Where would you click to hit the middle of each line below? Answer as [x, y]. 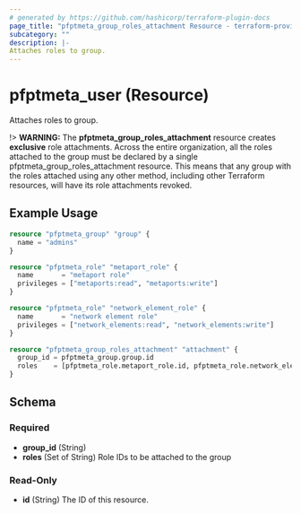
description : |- [39, 43]
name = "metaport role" [73, 275]
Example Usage [54, 213]
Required [30, 428]
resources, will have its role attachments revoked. [101, 186]
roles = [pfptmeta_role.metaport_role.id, [104, 366]
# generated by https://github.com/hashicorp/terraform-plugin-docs [140, 17]
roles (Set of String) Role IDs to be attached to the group [127, 457]
